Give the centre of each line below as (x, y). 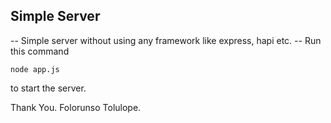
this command (40, 51)
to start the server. (48, 88)
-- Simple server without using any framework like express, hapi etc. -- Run (166, 40)
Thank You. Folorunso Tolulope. (76, 107)
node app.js (35, 69)
